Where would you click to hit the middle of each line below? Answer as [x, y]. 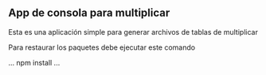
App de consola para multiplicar [89, 13]
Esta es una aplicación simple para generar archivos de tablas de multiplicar [133, 32]
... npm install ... [34, 62]
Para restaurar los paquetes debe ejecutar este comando [102, 47]
